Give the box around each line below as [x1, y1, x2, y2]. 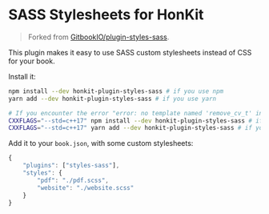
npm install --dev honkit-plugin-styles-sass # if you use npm [8, 87, 224, 95]
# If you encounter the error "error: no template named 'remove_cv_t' [8, 109, 252, 117]
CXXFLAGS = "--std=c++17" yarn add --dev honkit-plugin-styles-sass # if [8, 124, 252, 132]
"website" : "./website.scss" [37, 184, 134, 192]
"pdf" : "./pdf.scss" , [37, 176, 110, 184]
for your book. [8, 56, 55, 66]
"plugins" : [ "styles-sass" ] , [22, 162, 120, 170]
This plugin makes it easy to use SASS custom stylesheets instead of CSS [8, 47, 252, 57]
